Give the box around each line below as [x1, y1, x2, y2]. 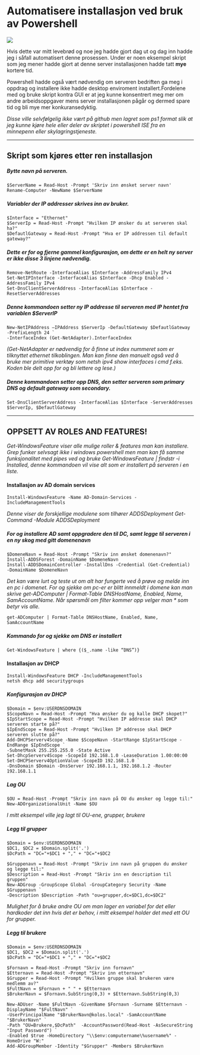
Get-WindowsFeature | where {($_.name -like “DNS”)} [7, 647, 140, 653]
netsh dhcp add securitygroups [7, 678, 84, 684]
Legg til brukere [7, 929, 47, 936]
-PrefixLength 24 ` [7, 330, 55, 336]
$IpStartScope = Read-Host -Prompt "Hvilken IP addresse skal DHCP [7, 716, 177, 722]
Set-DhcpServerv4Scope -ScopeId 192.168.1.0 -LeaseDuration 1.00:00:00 [7, 753, 188, 759]
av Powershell [7, 17, 78, 30]
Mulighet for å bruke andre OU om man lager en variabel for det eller [7, 903, 176, 910]
